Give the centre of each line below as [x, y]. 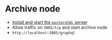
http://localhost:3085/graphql [44, 33]
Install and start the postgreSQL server [50, 22]
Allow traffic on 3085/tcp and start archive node [60, 27]
